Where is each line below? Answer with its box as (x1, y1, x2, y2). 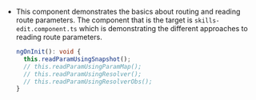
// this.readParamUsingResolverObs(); (23, 78, 153, 86)
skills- (194, 17, 220, 25)
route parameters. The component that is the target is (15, 15, 194, 25)
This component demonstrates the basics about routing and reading (15, 7, 241, 16)
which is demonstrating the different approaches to (78, 24, 248, 33)
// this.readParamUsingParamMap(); (23, 62, 142, 70)
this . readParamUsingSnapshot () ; (23, 55, 131, 63)
